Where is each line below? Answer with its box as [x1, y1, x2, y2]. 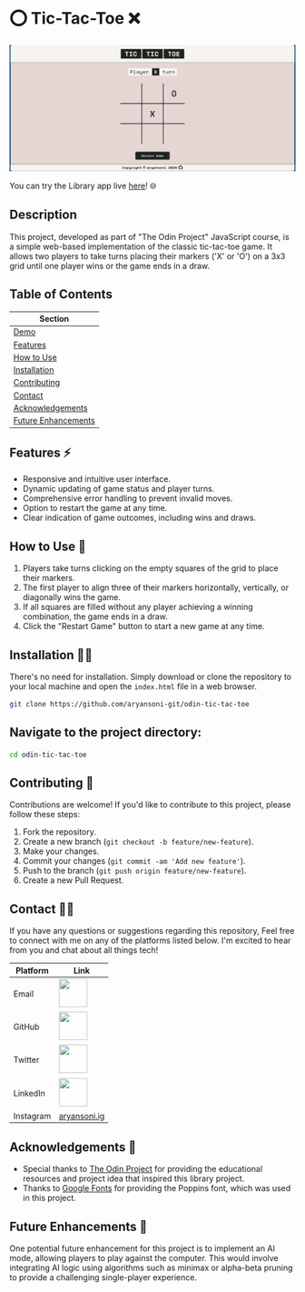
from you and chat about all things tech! [9, 945, 159, 956]
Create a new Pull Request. [22, 875, 124, 886]
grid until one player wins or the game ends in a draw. [9, 260, 211, 271]
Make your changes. [22, 846, 100, 856]
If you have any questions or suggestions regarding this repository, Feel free [9, 926, 295, 936]
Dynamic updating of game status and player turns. [22, 484, 215, 495]
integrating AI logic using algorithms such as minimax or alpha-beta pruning [9, 1262, 293, 1274]
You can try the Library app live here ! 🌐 [9, 180, 157, 191]
